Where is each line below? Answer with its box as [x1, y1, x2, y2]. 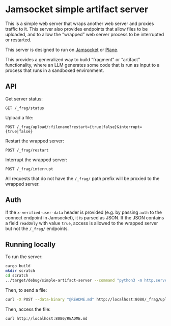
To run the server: [5, 254, 43, 260]
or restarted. [5, 37, 32, 43]
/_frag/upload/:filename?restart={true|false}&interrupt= [16, 124, 142, 130]
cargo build [5, 264, 31, 269]
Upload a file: [5, 114, 34, 120]
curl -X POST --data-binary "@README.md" [5, 297, 95, 302]
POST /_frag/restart [5, 147, 49, 153]
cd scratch [5, 273, 28, 279]
